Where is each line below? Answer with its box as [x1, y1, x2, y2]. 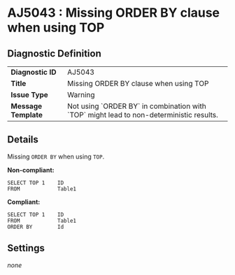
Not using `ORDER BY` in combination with [67, 101, 206, 111]
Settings [7, 242, 45, 254]
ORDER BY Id [7, 223, 64, 230]
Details [7, 134, 38, 146]
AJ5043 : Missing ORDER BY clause [7, 5, 220, 21]
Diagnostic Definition [7, 47, 101, 59]
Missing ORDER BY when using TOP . [7, 152, 105, 161]
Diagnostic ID [10, 68, 57, 77]
